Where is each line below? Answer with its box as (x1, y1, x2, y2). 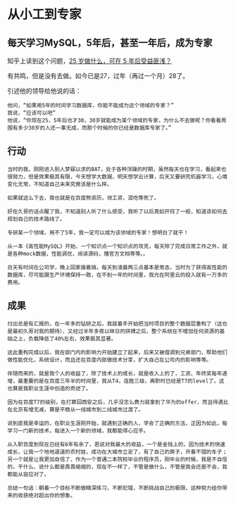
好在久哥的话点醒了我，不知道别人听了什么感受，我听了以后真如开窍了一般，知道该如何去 (7, 208, 228, 215)
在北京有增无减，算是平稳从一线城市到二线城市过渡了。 (7, 406, 144, 413)
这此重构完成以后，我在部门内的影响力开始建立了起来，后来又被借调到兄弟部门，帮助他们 (7, 349, 228, 356)
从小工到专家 (7, 6, 82, 23)
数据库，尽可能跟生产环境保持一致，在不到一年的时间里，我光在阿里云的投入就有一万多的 (7, 271, 228, 278)
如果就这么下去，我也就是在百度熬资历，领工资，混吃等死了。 (7, 194, 160, 201)
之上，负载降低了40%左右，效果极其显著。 (12, 335, 117, 342)
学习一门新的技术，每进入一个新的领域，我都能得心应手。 (7, 427, 149, 434)
